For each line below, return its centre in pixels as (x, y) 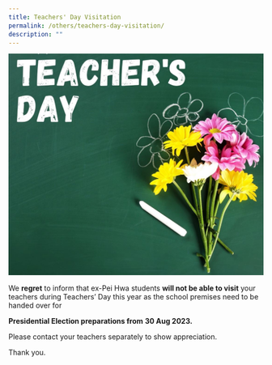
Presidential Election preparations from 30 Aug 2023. (100, 320)
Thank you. (27, 352)
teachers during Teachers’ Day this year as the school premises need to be (134, 296)
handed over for (35, 305)
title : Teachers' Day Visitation (65, 17)
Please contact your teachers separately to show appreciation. (113, 337)
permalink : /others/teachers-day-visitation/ (86, 25)
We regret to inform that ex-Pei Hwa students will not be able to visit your (132, 288)
